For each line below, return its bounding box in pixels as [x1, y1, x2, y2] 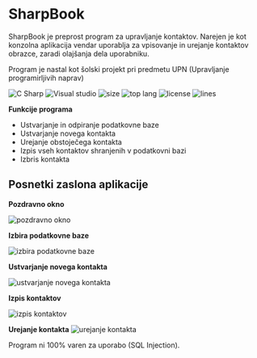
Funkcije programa [8, 104, 73, 114]
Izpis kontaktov [8, 293, 61, 303]
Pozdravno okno [8, 199, 65, 208]
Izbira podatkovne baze [8, 230, 90, 240]
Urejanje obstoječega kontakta [19, 137, 123, 146]
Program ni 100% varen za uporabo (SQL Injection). [8, 340, 180, 350]
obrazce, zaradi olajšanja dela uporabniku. [8, 48, 150, 58]
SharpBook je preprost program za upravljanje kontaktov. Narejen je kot [8, 32, 246, 41]
